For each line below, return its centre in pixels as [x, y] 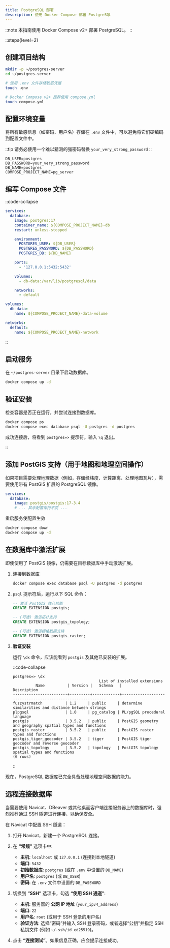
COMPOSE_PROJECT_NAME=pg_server [39, 172]
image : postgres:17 [35, 220]
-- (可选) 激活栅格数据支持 [38, 631]
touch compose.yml [25, 102]
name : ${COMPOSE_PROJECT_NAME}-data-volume [61, 314]
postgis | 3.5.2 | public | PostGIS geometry [85, 721]
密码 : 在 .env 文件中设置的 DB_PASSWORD [60, 882]
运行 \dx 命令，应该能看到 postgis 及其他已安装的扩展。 [71, 657]
